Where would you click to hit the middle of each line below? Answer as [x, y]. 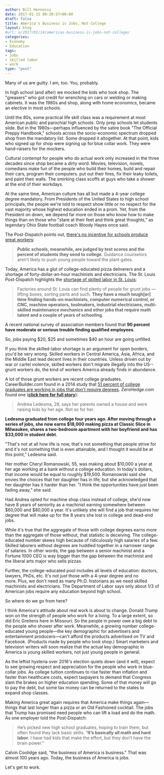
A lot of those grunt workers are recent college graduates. [64, 379]
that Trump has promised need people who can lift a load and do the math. [80, 713]
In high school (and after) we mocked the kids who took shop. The [72, 92]
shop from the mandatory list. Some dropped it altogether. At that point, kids [82, 138]
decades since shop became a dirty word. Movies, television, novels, [75, 163]
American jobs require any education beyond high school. [63, 591]
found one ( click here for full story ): [42, 395]
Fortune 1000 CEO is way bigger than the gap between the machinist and [79, 556]
